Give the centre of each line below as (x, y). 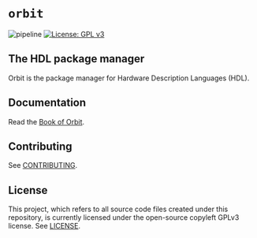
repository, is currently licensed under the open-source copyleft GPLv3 (124, 218)
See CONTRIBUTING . (43, 165)
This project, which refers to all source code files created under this (118, 209)
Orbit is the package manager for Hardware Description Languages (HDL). (129, 78)
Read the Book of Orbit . (47, 121)
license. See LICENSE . (45, 226)
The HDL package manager (76, 59)
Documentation (47, 103)
